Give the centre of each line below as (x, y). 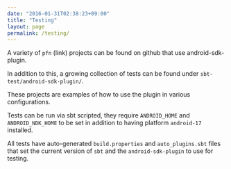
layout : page (26, 26)
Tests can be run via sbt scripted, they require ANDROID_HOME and (99, 115)
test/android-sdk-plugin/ (44, 82)
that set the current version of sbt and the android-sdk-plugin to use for (110, 151)
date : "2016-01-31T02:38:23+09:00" (59, 14)
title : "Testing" (32, 20)
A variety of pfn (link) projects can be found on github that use (96, 53)
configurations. (29, 102)
